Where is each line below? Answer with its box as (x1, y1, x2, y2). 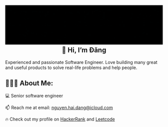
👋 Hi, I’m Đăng (61, 46, 106, 54)
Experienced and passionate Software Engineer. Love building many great (5, 59, 157, 65)
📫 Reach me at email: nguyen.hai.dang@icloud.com (5, 104, 113, 110)
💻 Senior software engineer (5, 92, 63, 98)
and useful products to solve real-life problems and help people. (5, 64, 137, 70)
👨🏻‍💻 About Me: (5, 79, 53, 87)
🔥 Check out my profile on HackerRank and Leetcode (5, 116, 115, 122)
